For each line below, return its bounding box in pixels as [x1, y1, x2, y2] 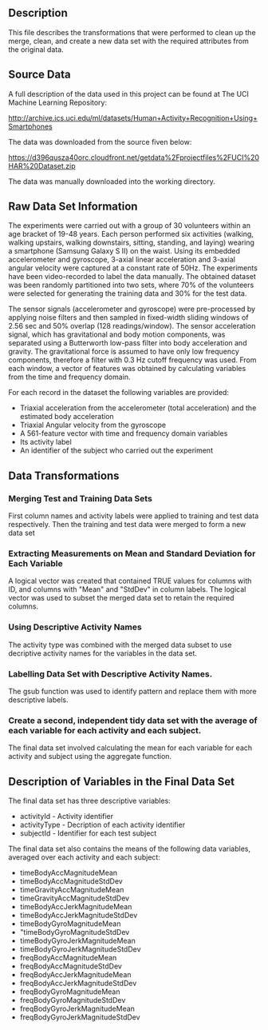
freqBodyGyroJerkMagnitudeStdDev [19, 1012, 141, 1022]
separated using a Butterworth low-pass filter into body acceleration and [8, 338, 247, 348]
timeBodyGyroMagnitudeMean [19, 919, 121, 928]
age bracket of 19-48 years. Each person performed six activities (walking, [8, 230, 254, 239]
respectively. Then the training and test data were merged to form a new [8, 520, 246, 529]
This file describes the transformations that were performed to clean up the [8, 27, 257, 37]
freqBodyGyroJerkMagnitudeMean [19, 1004, 136, 1014]
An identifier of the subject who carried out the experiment [19, 445, 214, 455]
